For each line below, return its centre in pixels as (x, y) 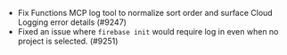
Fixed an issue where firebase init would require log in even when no (148, 31)
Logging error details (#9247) (72, 22)
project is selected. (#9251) (68, 41)
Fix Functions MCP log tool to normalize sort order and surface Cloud (145, 13)
